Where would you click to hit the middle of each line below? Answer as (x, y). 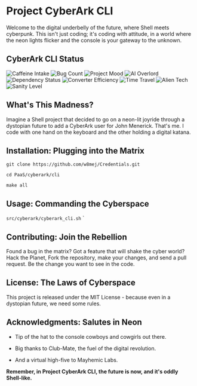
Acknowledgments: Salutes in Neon (74, 322)
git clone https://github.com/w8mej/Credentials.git (73, 165)
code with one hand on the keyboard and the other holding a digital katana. (98, 132)
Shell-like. (19, 378)
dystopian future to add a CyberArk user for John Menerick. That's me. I (95, 125)
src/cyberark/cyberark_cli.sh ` (45, 218)
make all (17, 186)
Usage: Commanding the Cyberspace (78, 203)
